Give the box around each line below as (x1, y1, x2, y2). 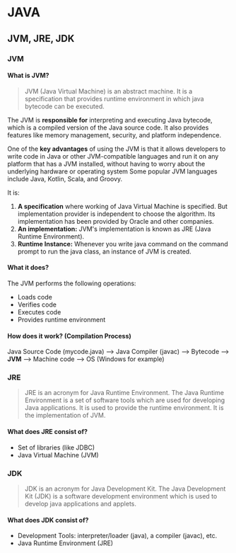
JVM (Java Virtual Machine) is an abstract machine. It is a (24, 86, 193, 96)
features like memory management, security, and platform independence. (7, 130, 222, 139)
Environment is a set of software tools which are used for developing (24, 396, 225, 404)
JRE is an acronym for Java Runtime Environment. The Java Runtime (24, 389, 225, 397)
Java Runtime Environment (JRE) (17, 539, 114, 547)
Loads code (17, 292, 53, 301)
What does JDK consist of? (7, 515, 89, 524)
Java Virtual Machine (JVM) (17, 450, 99, 459)
